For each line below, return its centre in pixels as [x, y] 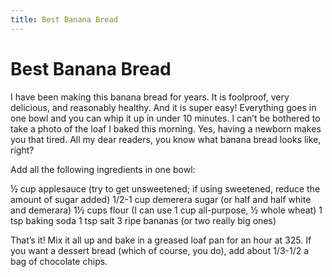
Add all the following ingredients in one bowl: [103, 169]
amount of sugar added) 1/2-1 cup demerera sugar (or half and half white [161, 199]
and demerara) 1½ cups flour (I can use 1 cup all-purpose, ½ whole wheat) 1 [166, 210]
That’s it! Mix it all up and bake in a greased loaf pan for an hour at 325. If [161, 240]
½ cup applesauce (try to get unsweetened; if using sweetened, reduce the [165, 188]
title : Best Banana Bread [64, 19]
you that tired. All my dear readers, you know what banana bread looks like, [166, 139]
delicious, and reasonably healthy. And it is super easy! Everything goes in [163, 107]
